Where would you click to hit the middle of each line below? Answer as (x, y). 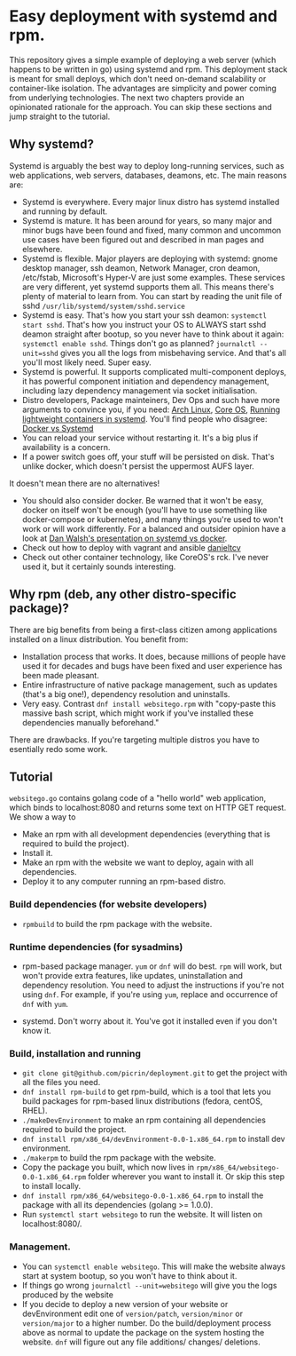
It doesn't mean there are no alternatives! (85, 483)
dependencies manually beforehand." (90, 722)
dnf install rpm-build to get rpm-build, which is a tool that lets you (147, 1092)
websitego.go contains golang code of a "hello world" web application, (138, 798)
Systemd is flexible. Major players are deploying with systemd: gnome (150, 258)
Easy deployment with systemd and (143, 16)
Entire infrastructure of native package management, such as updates (149, 685)
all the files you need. (61, 1082)
